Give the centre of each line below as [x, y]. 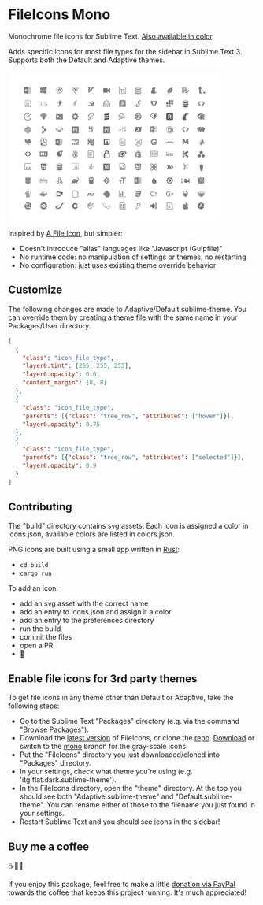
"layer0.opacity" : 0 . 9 [59, 465]
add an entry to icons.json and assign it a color [95, 612]
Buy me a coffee [49, 846]
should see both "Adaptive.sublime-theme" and [96, 796]
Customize [35, 290]
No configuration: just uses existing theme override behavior [118, 265]
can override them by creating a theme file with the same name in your [123, 317]
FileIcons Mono [59, 15]
